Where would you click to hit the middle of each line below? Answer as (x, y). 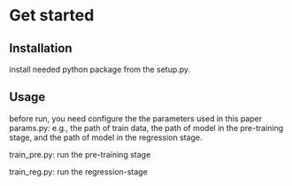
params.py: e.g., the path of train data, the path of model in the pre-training (146, 128)
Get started (52, 15)
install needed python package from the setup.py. (100, 69)
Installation (41, 48)
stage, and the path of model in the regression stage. (106, 137)
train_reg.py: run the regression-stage (78, 171)
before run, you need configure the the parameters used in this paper (136, 118)
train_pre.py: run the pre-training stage (80, 154)
